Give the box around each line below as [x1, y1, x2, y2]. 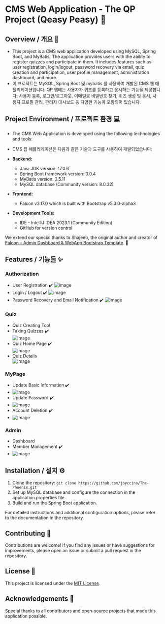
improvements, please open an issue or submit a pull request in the [5, 548, 141, 554]
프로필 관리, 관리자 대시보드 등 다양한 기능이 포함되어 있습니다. [21, 99, 141, 105]
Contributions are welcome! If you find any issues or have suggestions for [5, 542, 155, 548]
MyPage [5, 370, 26, 377]
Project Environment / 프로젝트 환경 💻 [5, 115, 121, 123]
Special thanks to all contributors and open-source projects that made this [5, 608, 156, 614]
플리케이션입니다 [12, 87, 44, 93]
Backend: [12, 156, 33, 162]
